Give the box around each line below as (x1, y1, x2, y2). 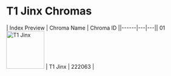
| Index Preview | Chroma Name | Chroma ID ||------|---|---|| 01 (6, 24, 166, 31)
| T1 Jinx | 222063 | (45, 63, 95, 70)
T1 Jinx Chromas (6, 4, 92, 18)
